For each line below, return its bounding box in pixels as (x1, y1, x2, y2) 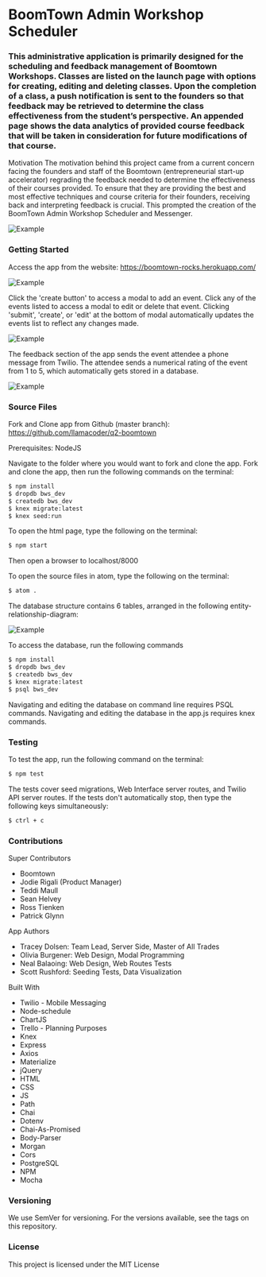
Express (19, 1039, 47, 1050)
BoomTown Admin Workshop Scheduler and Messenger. (8, 209, 193, 219)
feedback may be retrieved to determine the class (8, 101, 204, 112)
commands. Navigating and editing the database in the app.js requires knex (8, 708, 256, 718)
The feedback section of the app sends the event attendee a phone (8, 349, 229, 358)
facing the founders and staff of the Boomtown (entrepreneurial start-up (8, 167, 245, 176)
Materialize (19, 1057, 57, 1066)
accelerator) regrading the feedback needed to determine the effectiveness (8, 175, 256, 184)
